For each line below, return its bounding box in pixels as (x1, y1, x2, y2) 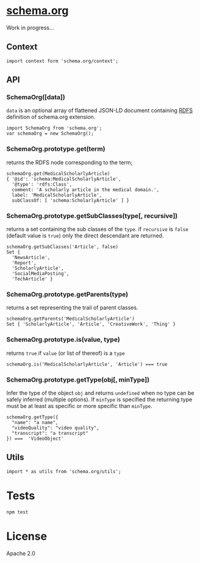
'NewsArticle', (12, 255, 51, 261)
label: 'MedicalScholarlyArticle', (12, 192, 102, 198)
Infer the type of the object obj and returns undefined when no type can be (6, 389, 195, 396)
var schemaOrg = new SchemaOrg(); (6, 130, 95, 137)
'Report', (12, 260, 37, 266)
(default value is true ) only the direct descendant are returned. (6, 232, 164, 240)
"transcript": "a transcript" (12, 430, 88, 436)
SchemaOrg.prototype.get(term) (6, 145, 105, 153)
